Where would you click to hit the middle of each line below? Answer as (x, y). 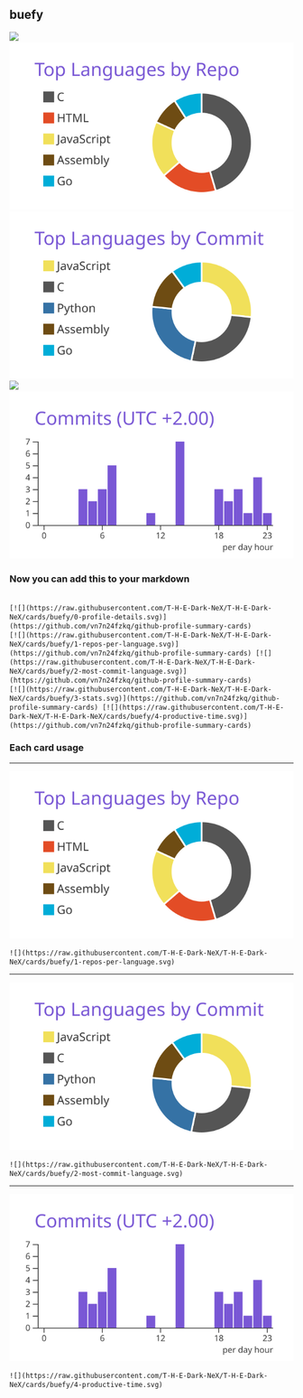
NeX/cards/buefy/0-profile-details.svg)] (88, 617)
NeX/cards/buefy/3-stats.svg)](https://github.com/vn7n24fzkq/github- (145, 698)
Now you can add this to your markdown (100, 579)
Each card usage (46, 748)
